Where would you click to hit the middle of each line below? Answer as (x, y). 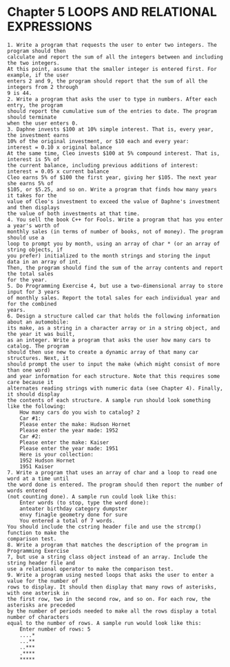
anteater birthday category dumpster (74, 509)
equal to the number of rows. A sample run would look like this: (104, 623)
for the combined (32, 304)
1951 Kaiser (36, 466)
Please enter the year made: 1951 (69, 448)
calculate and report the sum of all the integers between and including (115, 57)
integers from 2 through (43, 87)
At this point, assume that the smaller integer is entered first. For (112, 69)
